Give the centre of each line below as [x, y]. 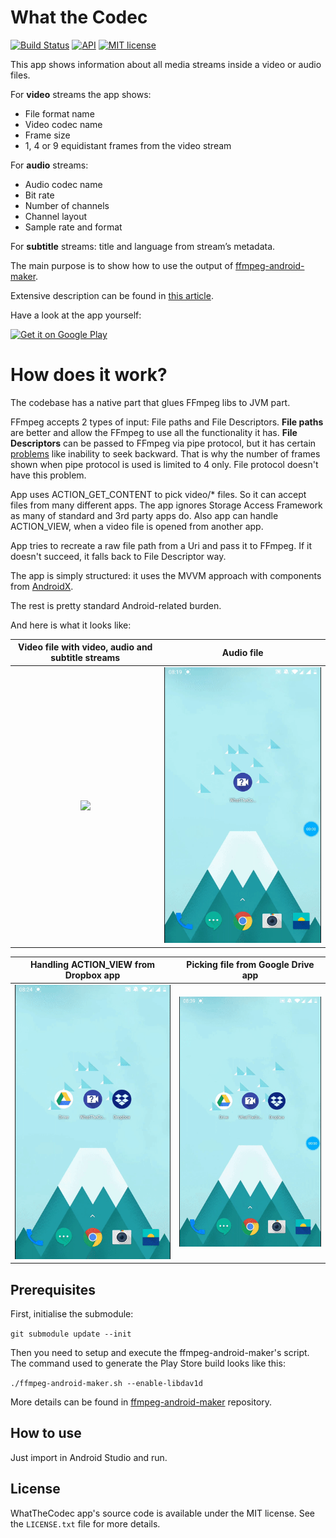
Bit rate [39, 195]
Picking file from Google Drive [250, 965]
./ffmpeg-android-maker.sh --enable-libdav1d [106, 1384]
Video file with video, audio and [85, 647]
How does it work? [89, 375]
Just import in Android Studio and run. [89, 1457]
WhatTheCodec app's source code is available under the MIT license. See [163, 1513]
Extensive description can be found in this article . [112, 295]
